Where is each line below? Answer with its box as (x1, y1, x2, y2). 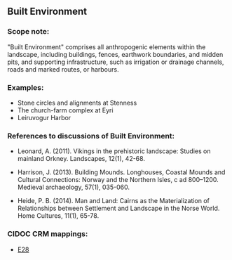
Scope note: (7, 27, 50, 37)
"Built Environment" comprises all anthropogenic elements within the (7, 42, 206, 51)
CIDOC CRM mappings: (7, 229, 88, 239)
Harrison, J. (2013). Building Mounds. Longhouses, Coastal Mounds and (17, 168, 226, 176)
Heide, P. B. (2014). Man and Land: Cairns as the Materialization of (17, 197, 210, 205)
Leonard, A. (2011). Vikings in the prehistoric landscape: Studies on (17, 147, 211, 155)
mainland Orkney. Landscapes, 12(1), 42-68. (17, 155, 146, 163)
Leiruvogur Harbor (17, 113, 71, 122)
